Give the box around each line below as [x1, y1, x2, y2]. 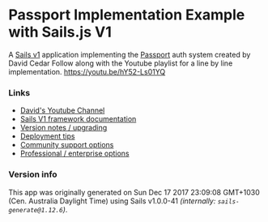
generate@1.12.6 [8, 206, 63, 214]
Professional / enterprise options [19, 148, 130, 159]
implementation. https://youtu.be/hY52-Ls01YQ [8, 66, 166, 76]
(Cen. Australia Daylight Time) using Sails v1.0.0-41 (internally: [8, 196, 216, 206]
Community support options [19, 140, 114, 150]
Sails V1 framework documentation [19, 114, 137, 124]
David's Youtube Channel [19, 105, 105, 115]
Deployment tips [19, 131, 75, 141]
